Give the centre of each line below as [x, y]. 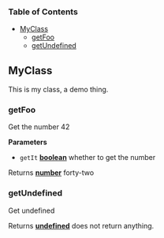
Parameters [28, 142]
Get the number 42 [39, 127]
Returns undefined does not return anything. [81, 225]
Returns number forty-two [51, 173]
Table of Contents [43, 12]
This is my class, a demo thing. [58, 90]
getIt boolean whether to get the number [88, 158]
